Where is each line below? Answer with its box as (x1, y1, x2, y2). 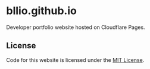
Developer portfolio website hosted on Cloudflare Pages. (6, 24, 145, 31)
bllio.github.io (6, 4, 77, 18)
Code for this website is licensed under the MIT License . (6, 56, 145, 63)
